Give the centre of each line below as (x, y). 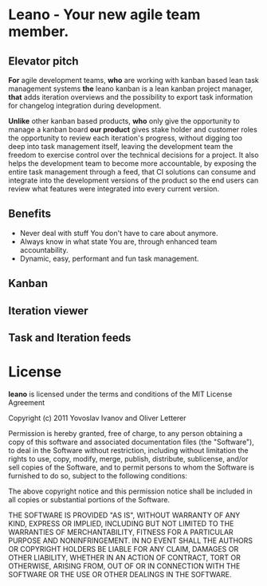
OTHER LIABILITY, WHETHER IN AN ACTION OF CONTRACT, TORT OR (124, 557)
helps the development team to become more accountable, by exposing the (132, 163)
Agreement (27, 402)
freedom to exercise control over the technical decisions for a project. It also (133, 155)
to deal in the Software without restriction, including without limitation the (128, 450)
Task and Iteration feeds (70, 338)
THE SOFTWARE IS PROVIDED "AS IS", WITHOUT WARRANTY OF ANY (124, 515)
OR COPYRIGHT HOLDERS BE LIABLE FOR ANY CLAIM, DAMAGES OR (124, 549)
